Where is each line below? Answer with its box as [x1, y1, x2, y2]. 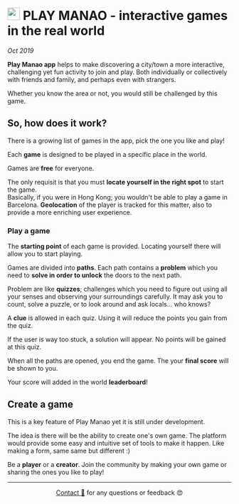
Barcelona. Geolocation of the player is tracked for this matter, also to [7, 200, 212, 209]
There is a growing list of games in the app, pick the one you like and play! [7, 136, 225, 145]
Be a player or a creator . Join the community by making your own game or [7, 460, 227, 468]
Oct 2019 [7, 46, 34, 55]
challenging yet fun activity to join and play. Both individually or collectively [7, 68, 228, 76]
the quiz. [7, 322, 33, 330]
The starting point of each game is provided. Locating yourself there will [7, 242, 221, 251]
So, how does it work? [7, 118, 107, 130]
